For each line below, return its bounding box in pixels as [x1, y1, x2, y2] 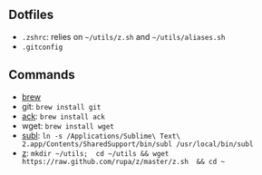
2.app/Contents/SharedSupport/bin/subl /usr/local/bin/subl [21, 140, 254, 149]
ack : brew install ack [21, 111, 105, 122]
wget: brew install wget [21, 120, 115, 131]
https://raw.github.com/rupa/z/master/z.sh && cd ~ [21, 157, 226, 166]
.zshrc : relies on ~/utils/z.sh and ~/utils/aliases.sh [21, 31, 226, 42]
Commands [8, 67, 76, 83]
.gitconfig [21, 43, 63, 52]
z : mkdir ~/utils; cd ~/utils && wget [21, 147, 170, 158]
